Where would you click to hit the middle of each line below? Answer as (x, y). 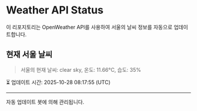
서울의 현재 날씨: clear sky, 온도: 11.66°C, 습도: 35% (81, 70)
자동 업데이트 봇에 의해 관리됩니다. (45, 102)
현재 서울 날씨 (29, 55)
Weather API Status (55, 10)
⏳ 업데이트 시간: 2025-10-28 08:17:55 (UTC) (58, 82)
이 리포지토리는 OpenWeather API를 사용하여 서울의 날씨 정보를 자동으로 (89, 27)
